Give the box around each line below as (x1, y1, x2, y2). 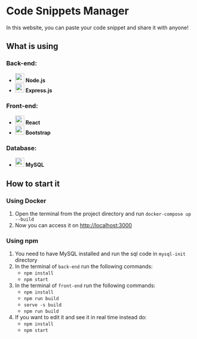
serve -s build (23, 302, 61, 309)
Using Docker (6, 196, 47, 204)
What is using (6, 41, 59, 51)
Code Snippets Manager (6, 4, 130, 18)
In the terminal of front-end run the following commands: (14, 282, 156, 289)
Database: (6, 143, 37, 152)
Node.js (25, 77, 46, 84)
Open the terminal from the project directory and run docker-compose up (14, 210, 191, 217)
